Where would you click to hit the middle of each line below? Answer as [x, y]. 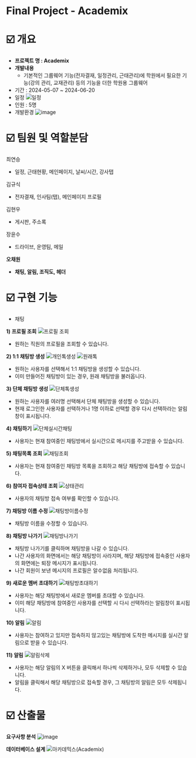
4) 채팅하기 [19, 428]
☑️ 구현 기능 [32, 298]
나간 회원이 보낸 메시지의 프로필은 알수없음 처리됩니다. [77, 570]
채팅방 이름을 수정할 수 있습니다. [51, 523]
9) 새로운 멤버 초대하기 [32, 583]
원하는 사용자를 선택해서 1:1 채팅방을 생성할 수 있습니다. [78, 369]
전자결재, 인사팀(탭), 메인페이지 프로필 [58, 197]
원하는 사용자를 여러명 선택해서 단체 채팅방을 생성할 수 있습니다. [87, 401]
